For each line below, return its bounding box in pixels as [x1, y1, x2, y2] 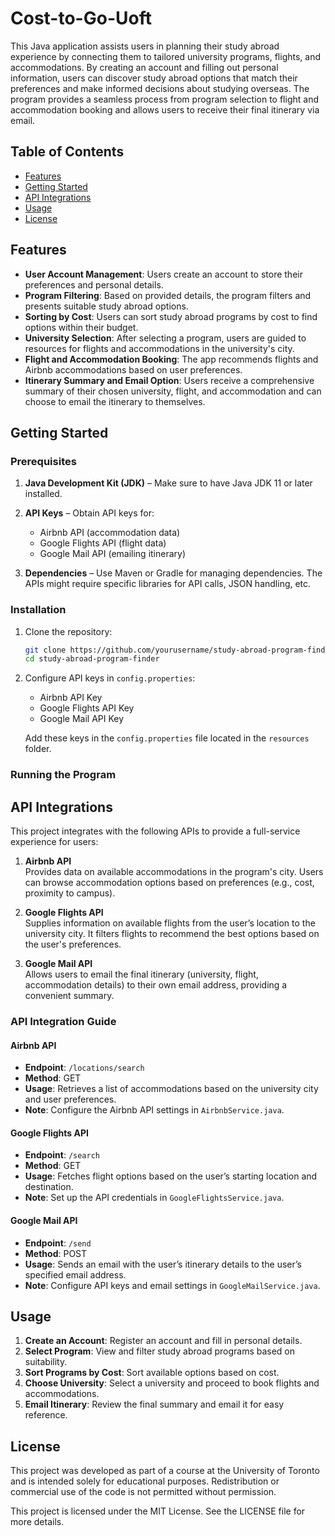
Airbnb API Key [39, 692, 103, 704]
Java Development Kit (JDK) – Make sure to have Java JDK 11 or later [24, 477, 313, 489]
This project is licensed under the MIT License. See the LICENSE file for [10, 1505, 306, 1517]
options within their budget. [24, 321, 139, 333]
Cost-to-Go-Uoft [10, 7, 152, 30]
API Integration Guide [10, 1014, 117, 1028]
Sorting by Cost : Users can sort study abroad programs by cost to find [24, 310, 318, 322]
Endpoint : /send [24, 1237, 92, 1249]
